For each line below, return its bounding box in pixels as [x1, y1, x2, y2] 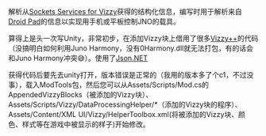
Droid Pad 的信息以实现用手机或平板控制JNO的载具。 [8, 17, 181, 26]
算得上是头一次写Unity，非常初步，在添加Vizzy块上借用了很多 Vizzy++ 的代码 [8, 34, 259, 43]
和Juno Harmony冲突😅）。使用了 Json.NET [8, 54, 148, 62]
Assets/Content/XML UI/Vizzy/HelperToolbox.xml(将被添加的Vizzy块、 [8, 110, 239, 119]
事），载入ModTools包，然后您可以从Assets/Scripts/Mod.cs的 [8, 80, 209, 89]
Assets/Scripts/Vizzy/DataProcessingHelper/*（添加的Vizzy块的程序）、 [8, 100, 242, 109]
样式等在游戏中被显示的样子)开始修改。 [21, 119, 151, 129]
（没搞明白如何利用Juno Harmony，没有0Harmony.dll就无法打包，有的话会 [8, 43, 254, 53]
